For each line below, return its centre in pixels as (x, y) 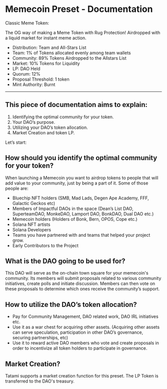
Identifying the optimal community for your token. (63, 117)
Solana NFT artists (31, 224)
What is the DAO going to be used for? (65, 261)
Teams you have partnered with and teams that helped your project (81, 235)
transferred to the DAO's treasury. (40, 381)
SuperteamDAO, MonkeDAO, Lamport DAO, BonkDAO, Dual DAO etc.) (83, 214)
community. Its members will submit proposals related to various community (83, 278)
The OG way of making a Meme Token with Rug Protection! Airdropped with (83, 32)
